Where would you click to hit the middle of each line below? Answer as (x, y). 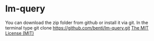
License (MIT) (20, 33)
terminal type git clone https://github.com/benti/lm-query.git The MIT (77, 27)
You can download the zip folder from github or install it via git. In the (77, 22)
